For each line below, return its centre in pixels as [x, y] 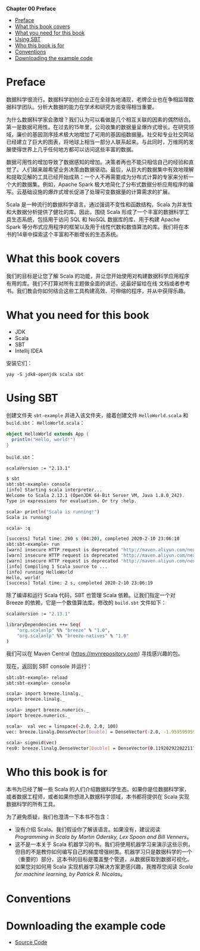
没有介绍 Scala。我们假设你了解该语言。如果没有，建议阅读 [87, 829]
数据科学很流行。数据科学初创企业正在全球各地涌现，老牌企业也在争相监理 [97, 99]
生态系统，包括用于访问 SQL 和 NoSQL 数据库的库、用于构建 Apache [96, 219]
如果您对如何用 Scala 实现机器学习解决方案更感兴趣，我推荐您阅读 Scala [104, 867]
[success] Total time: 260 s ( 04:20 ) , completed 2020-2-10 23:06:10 [93, 539]
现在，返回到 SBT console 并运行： [49, 666]
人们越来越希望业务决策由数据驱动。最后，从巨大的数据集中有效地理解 [108, 169]
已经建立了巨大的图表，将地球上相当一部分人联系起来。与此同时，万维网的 [97, 142]
